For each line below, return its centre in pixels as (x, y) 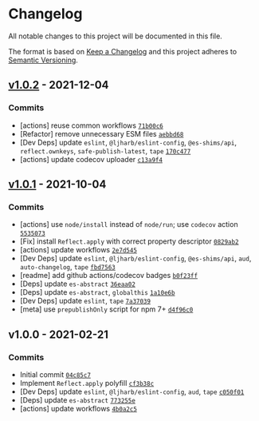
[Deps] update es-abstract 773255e (77, 400)
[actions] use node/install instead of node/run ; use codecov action (129, 224)
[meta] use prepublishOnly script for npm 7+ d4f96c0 (106, 309)
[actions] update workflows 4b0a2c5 (78, 409)
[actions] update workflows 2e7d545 (78, 250)
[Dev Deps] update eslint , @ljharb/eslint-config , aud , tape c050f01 (132, 391)
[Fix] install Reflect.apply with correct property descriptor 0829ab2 (129, 241)
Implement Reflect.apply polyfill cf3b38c (87, 383)
